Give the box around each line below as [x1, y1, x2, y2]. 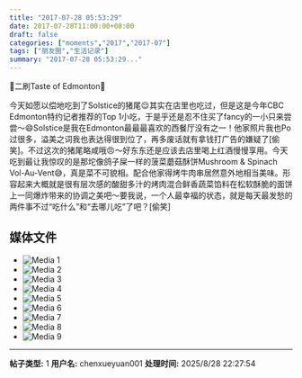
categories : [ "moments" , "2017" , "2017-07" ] [9, 38, 171, 48]
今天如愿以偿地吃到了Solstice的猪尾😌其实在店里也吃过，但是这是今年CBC [9, 100, 285, 111]
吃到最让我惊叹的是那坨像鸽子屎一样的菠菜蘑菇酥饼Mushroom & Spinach [9, 157, 278, 166]
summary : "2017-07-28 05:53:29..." [9, 55, 143, 64]
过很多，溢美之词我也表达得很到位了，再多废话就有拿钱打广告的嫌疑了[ [9, 134, 272, 144]
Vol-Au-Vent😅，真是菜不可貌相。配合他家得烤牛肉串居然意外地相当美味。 [9, 167, 283, 178]
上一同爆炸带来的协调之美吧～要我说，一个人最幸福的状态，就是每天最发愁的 [9, 190, 293, 201]
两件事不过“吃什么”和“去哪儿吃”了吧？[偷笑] [9, 202, 171, 211]
